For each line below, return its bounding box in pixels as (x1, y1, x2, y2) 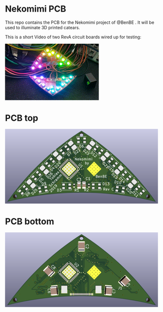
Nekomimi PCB (5, 3, 66, 15)
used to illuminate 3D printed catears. (5, 24, 80, 30)
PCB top (5, 113, 38, 124)
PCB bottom (5, 216, 54, 227)
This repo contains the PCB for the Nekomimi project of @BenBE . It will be (5, 19, 154, 25)
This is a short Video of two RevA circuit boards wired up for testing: (5, 34, 142, 40)
